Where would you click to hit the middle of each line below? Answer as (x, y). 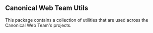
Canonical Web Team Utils (47, 8)
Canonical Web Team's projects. (38, 25)
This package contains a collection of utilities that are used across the (77, 20)
